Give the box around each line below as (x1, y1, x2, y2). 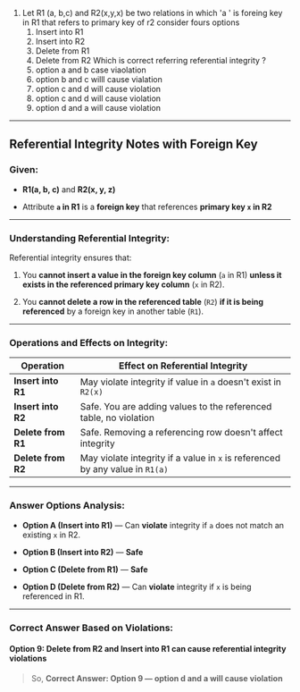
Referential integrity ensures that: (9, 252, 132, 263)
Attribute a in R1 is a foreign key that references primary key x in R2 (21, 201, 272, 212)
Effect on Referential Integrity (119, 359, 248, 372)
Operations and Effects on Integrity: (9, 336, 168, 349)
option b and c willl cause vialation (35, 74, 162, 84)
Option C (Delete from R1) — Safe (21, 563, 149, 575)
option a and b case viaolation (35, 64, 146, 75)
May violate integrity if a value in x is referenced (79, 451, 281, 464)
